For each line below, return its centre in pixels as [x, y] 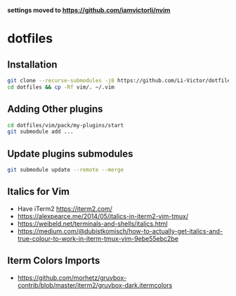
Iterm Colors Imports [54, 260]
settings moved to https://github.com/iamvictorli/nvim [89, 10]
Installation [32, 64]
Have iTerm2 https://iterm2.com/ [65, 208]
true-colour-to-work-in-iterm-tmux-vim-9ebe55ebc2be [98, 238]
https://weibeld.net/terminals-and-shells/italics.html [92, 224]
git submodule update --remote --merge [66, 170]
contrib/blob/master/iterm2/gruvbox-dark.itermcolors [95, 285]
